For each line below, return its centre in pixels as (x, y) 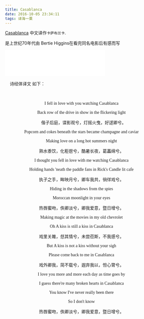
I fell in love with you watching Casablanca (81, 104)
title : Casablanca (24, 9)
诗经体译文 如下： (27, 84)
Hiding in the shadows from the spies (81, 189)
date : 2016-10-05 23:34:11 (32, 14)
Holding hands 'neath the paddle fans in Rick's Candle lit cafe (81, 169)
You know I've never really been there (81, 293)
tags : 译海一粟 (19, 18)
